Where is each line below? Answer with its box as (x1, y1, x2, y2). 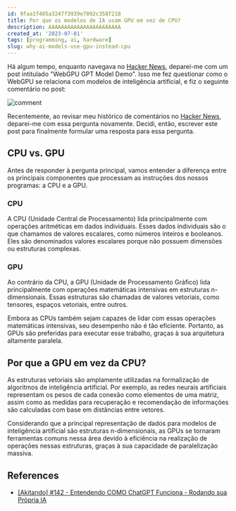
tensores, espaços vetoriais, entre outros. (7, 301, 128, 309)
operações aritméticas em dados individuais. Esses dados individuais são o (7, 222, 227, 231)
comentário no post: (7, 85, 66, 93)
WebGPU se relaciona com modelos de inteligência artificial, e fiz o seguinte (7, 77, 229, 85)
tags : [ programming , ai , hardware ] (7, 37, 112, 44)
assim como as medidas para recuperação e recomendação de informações (7, 398, 229, 407)
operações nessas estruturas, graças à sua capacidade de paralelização (7, 441, 218, 450)
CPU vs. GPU (7, 147, 65, 159)
